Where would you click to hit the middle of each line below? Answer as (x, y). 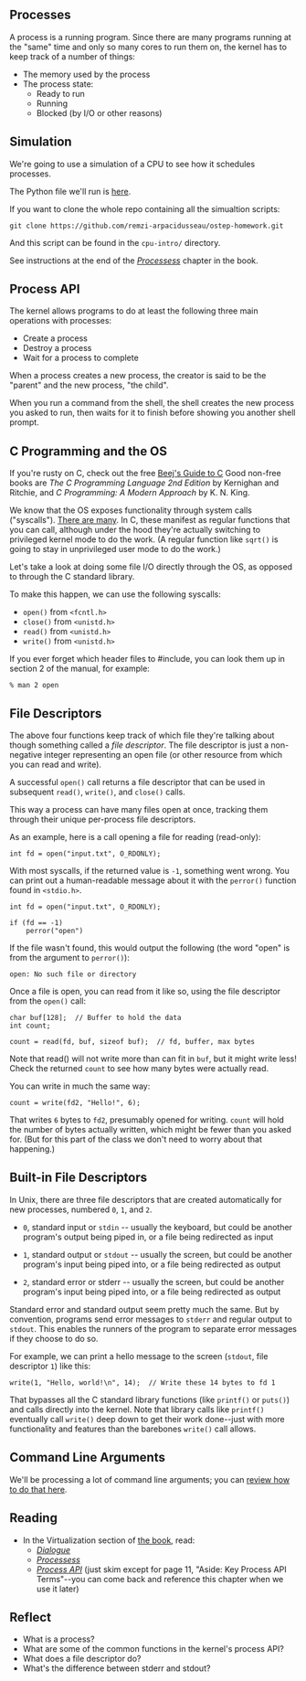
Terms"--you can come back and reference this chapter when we (160, 1579)
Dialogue (53, 1549)
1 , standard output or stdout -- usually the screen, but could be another (157, 1254)
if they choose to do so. (54, 1338)
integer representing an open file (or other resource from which (164, 755)
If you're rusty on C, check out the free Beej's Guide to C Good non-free (145, 473)
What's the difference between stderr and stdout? (116, 1668)
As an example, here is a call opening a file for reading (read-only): (135, 837)
